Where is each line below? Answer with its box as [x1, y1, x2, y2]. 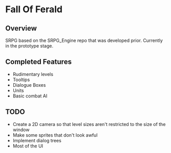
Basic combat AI [12, 93, 48, 99]
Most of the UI [12, 143, 44, 149]
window [12, 126, 30, 133]
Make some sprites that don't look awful [12, 132, 98, 138]
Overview [5, 24, 37, 33]
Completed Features [5, 58, 72, 66]
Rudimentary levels [12, 71, 54, 77]
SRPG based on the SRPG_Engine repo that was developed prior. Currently [5, 37, 163, 43]
